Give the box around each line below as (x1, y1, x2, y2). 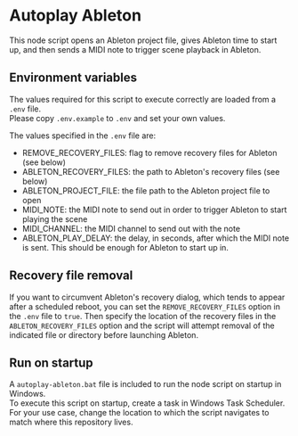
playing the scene (21, 213, 88, 224)
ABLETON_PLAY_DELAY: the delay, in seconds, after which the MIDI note (21, 233, 290, 243)
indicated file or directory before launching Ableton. (9, 329, 198, 340)
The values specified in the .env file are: (9, 130, 157, 141)
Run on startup (9, 355, 93, 370)
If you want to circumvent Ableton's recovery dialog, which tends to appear (9, 292, 286, 302)
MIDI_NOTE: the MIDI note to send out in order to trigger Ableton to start (21, 204, 287, 215)
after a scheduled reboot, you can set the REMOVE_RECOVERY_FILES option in (9, 300, 280, 312)
